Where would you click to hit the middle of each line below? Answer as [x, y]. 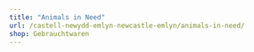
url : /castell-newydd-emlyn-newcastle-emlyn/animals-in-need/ [127, 26]
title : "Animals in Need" [57, 17]
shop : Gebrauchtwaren [49, 33]
